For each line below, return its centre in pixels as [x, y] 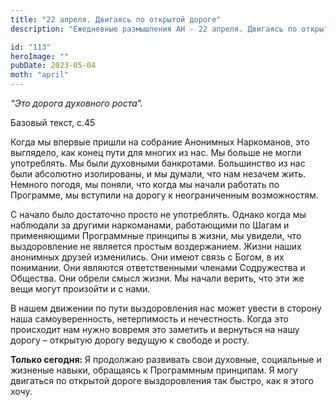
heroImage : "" [40, 56]
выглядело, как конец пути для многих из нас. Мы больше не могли [156, 152]
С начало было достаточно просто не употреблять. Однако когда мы [158, 214]
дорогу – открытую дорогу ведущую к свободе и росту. [130, 340]
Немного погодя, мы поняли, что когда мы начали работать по [145, 184]
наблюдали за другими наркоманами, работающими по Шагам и [150, 225]
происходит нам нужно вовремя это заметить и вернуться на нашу [155, 329]
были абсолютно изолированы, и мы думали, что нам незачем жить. [158, 174]
